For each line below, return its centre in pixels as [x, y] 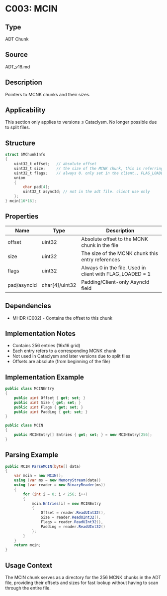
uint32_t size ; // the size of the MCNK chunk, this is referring [89, 168]
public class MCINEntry [30, 389]
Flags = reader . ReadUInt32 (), [72, 522]
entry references [101, 259]
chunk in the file [100, 245]
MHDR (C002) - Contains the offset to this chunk [62, 318]
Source [17, 55]
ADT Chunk [17, 39]
